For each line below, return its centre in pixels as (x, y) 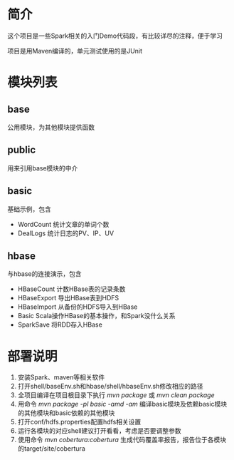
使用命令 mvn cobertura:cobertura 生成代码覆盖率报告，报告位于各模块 (122, 440)
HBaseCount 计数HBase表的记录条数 (71, 289)
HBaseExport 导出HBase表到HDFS (68, 298)
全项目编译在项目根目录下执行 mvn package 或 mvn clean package (116, 395)
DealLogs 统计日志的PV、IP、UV (66, 233)
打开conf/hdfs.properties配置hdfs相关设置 (79, 422)
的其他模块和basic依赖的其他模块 (66, 413)
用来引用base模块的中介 (43, 168)
